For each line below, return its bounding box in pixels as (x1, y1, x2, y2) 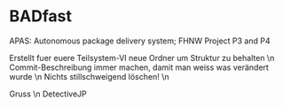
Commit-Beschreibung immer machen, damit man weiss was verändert (9, 62, 269, 73)
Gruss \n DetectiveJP (9, 88, 87, 99)
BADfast (9, 6, 73, 27)
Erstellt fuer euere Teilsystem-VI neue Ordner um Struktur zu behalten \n (9, 52, 275, 63)
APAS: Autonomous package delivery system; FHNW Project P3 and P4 (9, 35, 271, 46)
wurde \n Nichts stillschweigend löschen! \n (9, 71, 169, 81)
